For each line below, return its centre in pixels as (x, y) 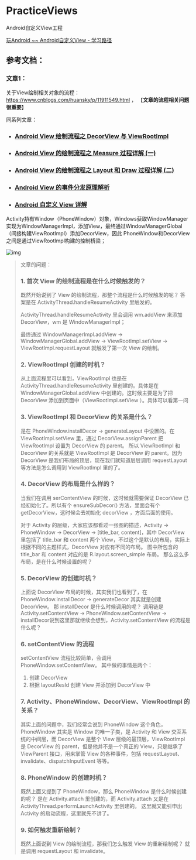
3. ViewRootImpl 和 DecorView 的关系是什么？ (87, 417)
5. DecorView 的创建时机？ (59, 578)
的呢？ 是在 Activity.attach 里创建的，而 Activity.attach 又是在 (94, 799)
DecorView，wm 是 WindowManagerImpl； (73, 322)
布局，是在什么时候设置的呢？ (56, 561)
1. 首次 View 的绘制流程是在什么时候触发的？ (83, 281)
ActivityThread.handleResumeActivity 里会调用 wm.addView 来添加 (101, 314)
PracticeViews (42, 11)
